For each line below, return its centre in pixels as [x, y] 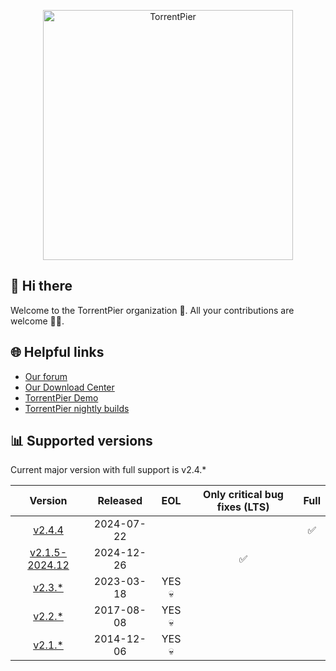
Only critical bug [243, 495]
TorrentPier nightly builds [77, 408]
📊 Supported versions [81, 441]
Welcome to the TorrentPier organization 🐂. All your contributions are [152, 310]
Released [120, 501]
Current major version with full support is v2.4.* [108, 470]
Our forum [46, 376]
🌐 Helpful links [57, 352]
